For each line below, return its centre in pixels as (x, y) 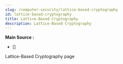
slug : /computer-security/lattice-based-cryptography (62, 10)
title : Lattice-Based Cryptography (42, 19)
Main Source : (20, 37)
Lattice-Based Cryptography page (40, 57)
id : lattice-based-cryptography (38, 14)
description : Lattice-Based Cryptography (48, 23)
